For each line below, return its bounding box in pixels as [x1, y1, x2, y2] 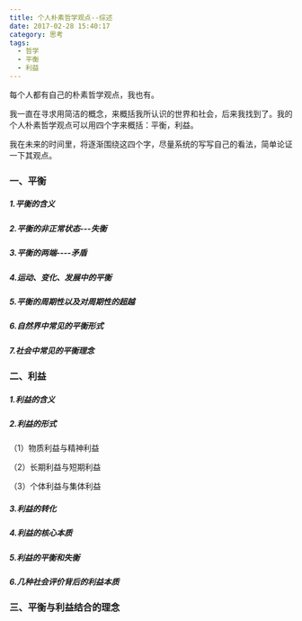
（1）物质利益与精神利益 [9, 443, 100, 454]
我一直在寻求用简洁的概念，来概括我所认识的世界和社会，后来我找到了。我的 [9, 108, 293, 119]
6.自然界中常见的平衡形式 [9, 320, 104, 331]
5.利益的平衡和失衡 [9, 552, 81, 562]
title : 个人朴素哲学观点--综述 [9, 13, 113, 22]
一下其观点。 [9, 149, 57, 160]
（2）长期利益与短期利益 [9, 462, 102, 472]
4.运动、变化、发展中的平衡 [9, 272, 112, 283]
